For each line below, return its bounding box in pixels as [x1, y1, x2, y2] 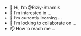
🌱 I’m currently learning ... [9, 15, 62, 20]
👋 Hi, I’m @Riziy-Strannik [9, 5, 60, 10]
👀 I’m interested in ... [9, 10, 52, 16]
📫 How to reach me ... [9, 26, 55, 31]
